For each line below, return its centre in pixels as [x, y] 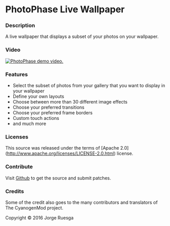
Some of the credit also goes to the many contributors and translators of [81, 202]
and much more [29, 124]
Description [20, 26]
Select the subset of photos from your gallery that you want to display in [89, 86]
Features [17, 74]
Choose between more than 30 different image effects [70, 102]
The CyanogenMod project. [34, 208]
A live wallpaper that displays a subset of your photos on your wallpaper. [82, 36]
